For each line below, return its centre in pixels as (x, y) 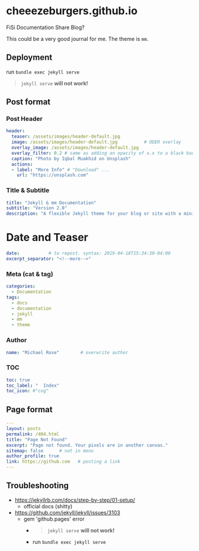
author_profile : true (33, 456)
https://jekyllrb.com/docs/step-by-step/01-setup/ (75, 500)
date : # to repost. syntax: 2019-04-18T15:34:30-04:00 (88, 253)
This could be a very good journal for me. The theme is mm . (77, 39)
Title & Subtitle (28, 190)
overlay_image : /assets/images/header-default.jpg (75, 148)
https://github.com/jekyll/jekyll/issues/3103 (67, 512)
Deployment (29, 58)
